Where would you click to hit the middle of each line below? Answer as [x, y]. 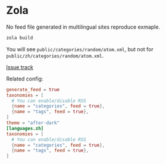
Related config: [25, 79]
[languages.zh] [25, 128]
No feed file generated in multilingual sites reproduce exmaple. [83, 27]
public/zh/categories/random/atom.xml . [55, 55]
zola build [20, 38]
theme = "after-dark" [33, 123]
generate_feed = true [33, 89]
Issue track [20, 67]
